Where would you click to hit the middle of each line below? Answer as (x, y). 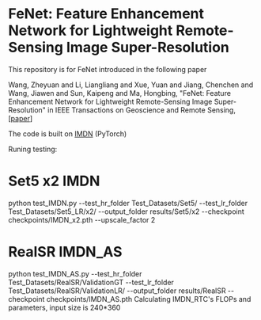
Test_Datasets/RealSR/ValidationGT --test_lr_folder (91, 282)
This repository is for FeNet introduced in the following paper (108, 69)
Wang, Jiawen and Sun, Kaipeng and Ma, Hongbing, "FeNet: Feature (120, 93)
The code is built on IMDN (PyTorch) (68, 133)
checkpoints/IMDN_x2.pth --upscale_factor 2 (82, 219)
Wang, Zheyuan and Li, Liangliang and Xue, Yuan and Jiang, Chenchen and (131, 85)
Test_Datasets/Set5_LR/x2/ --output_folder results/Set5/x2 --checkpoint (127, 211)
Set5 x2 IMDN (54, 181)
